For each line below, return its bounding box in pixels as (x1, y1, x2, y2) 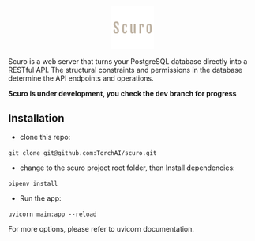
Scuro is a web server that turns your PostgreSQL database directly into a (8, 56, 248, 66)
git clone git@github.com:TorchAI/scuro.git (8, 149, 157, 157)
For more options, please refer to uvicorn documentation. (8, 224, 195, 234)
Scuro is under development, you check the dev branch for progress (8, 88, 237, 98)
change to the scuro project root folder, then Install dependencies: (19, 163, 235, 172)
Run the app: (19, 194, 62, 203)
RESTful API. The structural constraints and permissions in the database (8, 65, 243, 74)
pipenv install (8, 180, 58, 188)
